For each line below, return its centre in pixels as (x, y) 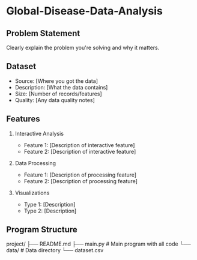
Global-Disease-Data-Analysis (85, 11)
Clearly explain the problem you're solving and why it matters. (83, 47)
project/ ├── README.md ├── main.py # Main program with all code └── (98, 244)
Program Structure (42, 230)
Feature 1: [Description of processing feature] (80, 175)
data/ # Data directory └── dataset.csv (55, 250)
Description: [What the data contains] (61, 87)
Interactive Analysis (39, 133)
